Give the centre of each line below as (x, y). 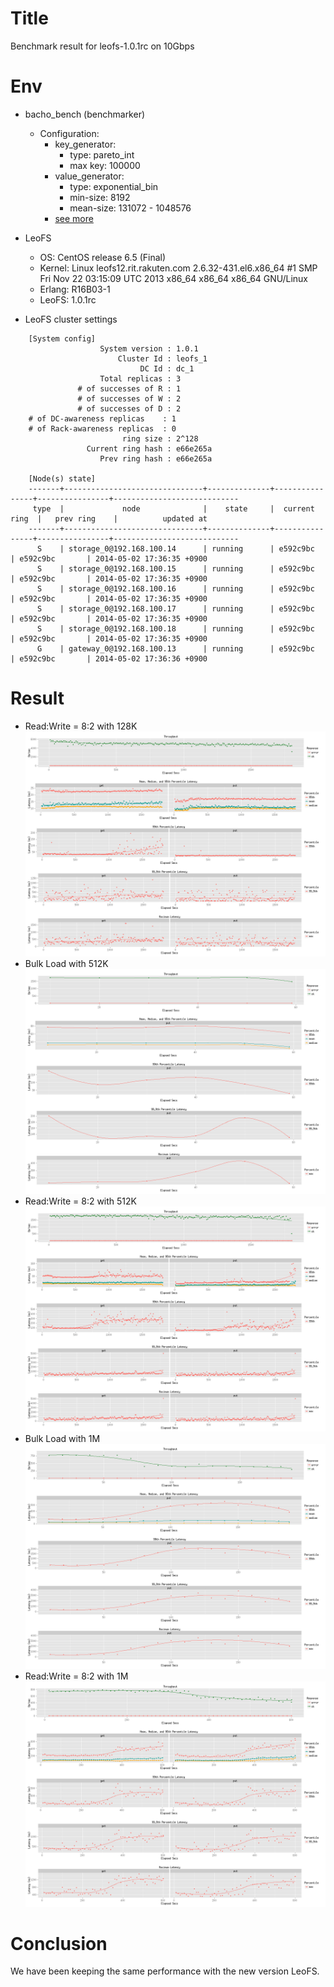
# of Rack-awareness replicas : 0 (102, 428)
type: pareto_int (102, 154)
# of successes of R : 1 (129, 388)
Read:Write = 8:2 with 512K (80, 1201)
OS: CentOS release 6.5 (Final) (103, 257)
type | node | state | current (173, 508)
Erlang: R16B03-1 (75, 289)
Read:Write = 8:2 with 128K (81, 726)
